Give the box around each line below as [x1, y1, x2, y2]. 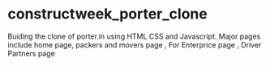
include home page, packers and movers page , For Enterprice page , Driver [7, 39, 262, 49]
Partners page [7, 48, 56, 58]
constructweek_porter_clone [7, 5, 208, 23]
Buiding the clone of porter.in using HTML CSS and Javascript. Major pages [7, 31, 261, 41]
